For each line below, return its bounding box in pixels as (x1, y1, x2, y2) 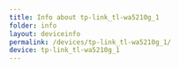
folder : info (9, 21, 57, 30)
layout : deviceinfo (9, 29, 81, 38)
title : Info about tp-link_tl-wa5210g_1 (9, 12, 160, 22)
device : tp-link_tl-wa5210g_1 (9, 46, 121, 55)
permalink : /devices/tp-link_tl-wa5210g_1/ (9, 37, 172, 47)
